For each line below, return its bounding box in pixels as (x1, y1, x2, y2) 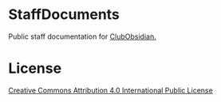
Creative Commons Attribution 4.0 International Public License (8, 85, 213, 95)
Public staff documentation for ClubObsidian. (8, 32, 157, 41)
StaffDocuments (8, 6, 120, 24)
